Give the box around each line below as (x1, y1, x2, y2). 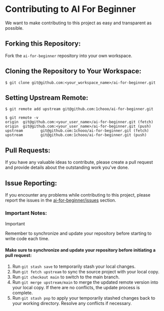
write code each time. (5, 236, 49, 242)
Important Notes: (5, 209, 47, 216)
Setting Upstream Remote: (5, 93, 88, 102)
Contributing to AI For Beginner (5, 3, 136, 15)
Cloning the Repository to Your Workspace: (5, 67, 142, 75)
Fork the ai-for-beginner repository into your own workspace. (5, 52, 132, 58)
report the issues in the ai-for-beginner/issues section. (5, 197, 117, 203)
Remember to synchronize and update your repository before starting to (5, 230, 152, 236)
